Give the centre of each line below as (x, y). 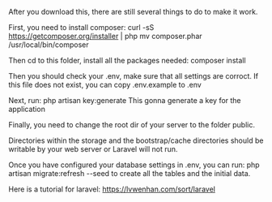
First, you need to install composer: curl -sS (81, 27)
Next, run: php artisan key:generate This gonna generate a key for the (125, 100)
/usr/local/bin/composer (49, 45)
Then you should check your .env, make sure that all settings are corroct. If (134, 76)
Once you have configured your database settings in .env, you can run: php (134, 165)
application (27, 109)
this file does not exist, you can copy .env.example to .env (105, 85)
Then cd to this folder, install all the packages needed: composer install (127, 60)
